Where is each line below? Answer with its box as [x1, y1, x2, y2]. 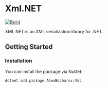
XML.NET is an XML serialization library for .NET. [5, 28, 103, 34]
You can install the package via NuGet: [5, 68, 83, 74]
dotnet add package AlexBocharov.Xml [5, 78, 82, 83]
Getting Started [5, 43, 53, 51]
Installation [5, 57, 33, 64]
